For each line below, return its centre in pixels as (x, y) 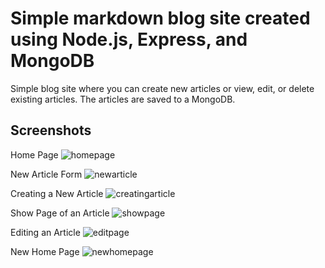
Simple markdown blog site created (160, 18)
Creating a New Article (57, 193)
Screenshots (51, 130)
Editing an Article (45, 232)
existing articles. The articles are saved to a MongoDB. (123, 99)
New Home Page (45, 251)
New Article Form (46, 174)
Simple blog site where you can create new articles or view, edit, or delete (162, 88)
